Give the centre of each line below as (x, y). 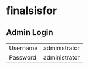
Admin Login (30, 32)
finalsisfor (32, 11)
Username (23, 48)
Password (23, 58)
